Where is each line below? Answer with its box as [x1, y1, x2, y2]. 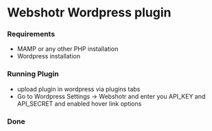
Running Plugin [7, 69, 60, 79]
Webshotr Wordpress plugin [7, 5, 172, 21]
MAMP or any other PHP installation [16, 45, 119, 53]
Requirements [7, 29, 56, 39]
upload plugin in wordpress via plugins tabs [16, 84, 141, 93]
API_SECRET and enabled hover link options [16, 99, 142, 108]
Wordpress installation [16, 52, 81, 60]
